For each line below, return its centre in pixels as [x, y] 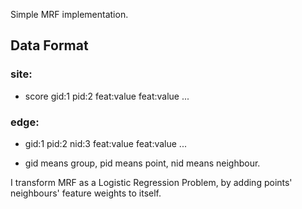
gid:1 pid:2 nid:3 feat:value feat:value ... [105, 143]
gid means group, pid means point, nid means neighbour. [142, 163]
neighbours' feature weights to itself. [86, 193]
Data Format [49, 45]
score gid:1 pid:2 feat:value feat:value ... [107, 96]
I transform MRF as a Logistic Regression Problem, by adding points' [151, 182]
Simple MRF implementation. [69, 14]
